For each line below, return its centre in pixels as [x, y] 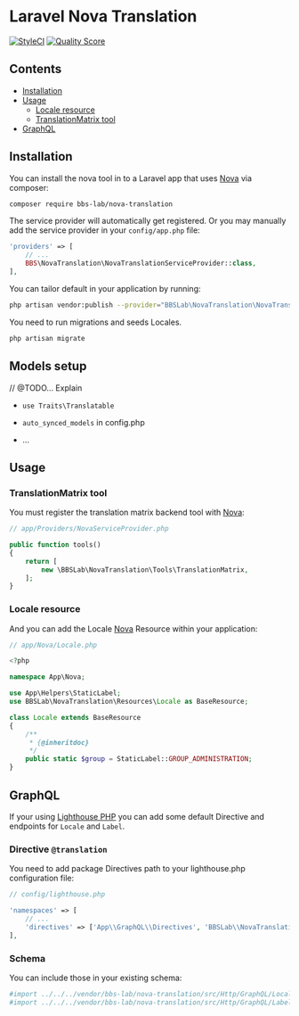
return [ [41, 561]
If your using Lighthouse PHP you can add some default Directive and [137, 816]
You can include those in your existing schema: [96, 978]
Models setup [48, 366]
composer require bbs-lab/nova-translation [91, 204]
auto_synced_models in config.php [83, 422]
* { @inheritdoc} [59, 742]
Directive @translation [58, 849]
